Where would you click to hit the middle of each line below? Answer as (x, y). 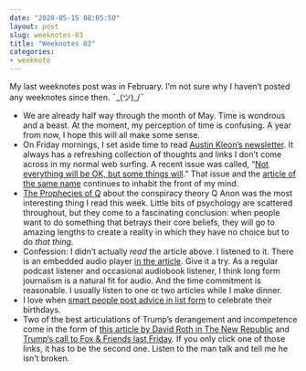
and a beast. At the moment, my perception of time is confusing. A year (157, 125)
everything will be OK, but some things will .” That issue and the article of (159, 174)
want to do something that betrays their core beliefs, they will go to (149, 222)
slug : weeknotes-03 (47, 35)
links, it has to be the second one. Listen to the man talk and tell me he (155, 349)
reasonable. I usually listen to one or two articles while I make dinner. (152, 290)
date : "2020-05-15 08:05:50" (65, 18)
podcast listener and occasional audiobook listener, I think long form (151, 271)
